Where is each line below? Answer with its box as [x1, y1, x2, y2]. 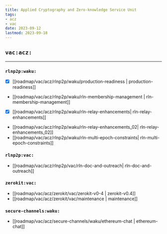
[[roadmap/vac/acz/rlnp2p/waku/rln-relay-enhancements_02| [12, 124, 139, 130]
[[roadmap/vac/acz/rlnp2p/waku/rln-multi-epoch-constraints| [12, 135, 139, 141]
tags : [5, 12, 16, 17]
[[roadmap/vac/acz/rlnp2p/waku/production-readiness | [12, 78, 128, 85]
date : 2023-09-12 [5, 26, 41, 31]
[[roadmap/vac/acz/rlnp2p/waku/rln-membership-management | [12, 94, 145, 100]
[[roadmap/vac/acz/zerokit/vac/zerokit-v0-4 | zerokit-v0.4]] [12, 190, 136, 196]
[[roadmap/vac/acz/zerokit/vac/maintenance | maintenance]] [12, 196, 138, 202]
